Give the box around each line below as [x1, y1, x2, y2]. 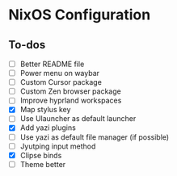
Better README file [19, 59, 85, 69]
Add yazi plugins [19, 123, 77, 132]
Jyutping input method [19, 141, 96, 151]
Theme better [19, 159, 66, 169]
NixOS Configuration [8, 6, 151, 24]
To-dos [8, 38, 46, 52]
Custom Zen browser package [19, 86, 121, 96]
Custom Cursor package [19, 78, 103, 87]
